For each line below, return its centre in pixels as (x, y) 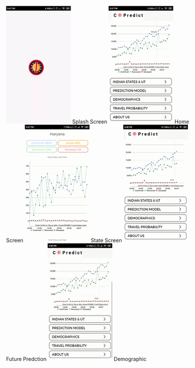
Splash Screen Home (131, 122)
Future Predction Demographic (76, 359)
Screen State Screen (64, 240)
